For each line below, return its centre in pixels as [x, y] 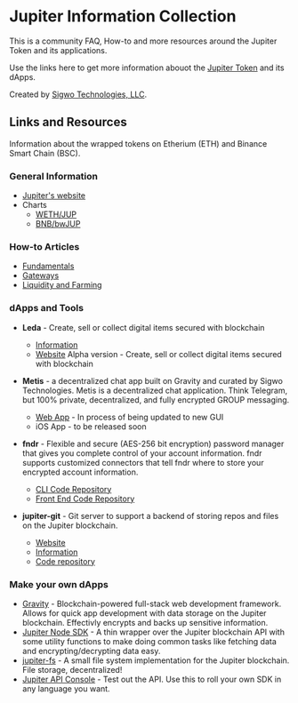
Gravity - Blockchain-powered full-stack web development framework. [152, 603]
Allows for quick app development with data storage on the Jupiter [144, 613]
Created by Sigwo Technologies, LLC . [78, 94]
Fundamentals [48, 266]
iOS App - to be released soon [91, 426]
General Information [54, 176]
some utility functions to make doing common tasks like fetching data [149, 641]
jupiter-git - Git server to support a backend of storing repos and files [150, 515]
